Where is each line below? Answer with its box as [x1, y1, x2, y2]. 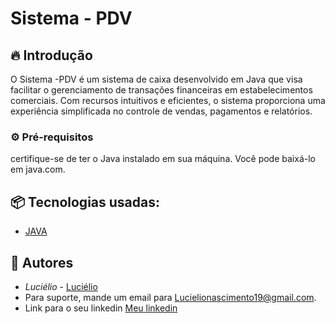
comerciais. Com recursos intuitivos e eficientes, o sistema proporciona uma [10, 95, 326, 106]
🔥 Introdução [10, 47, 93, 64]
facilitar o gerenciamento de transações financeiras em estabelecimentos [10, 84, 313, 96]
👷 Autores [10, 254, 74, 271]
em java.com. [10, 163, 66, 176]
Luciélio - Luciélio [24, 280, 98, 292]
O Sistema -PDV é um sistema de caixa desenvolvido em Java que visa [10, 73, 303, 85]
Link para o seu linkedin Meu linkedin [24, 302, 178, 314]
